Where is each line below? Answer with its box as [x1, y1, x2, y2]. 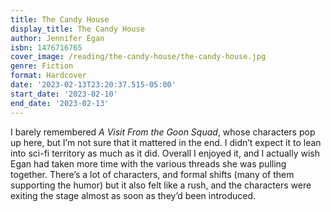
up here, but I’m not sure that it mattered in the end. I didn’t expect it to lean [10, 136, 322, 148]
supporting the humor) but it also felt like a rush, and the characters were [10, 179, 312, 191]
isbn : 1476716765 [10, 42, 83, 53]
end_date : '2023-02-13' [10, 98, 110, 108]
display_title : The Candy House [10, 24, 145, 34]
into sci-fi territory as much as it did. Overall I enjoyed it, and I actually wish [10, 147, 320, 159]
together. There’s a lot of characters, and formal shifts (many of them [10, 168, 295, 180]
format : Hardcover [10, 71, 87, 81]
